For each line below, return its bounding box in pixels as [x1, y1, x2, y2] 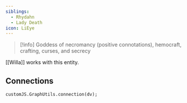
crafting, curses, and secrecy [19, 48, 91, 55]
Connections [5, 76, 54, 86]
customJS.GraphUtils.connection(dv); [5, 92, 98, 98]
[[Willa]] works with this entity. [5, 59, 80, 66]
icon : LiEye [5, 25, 35, 31]
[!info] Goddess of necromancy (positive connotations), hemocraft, [19, 41, 182, 48]
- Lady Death [11, 19, 43, 25]
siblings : [5, 8, 30, 15]
